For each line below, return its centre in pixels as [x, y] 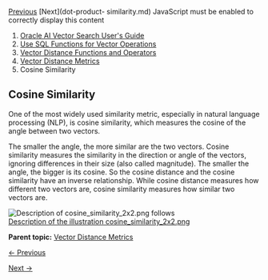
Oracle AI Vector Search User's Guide [82, 36]
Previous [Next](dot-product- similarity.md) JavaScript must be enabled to [131, 12]
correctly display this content [56, 20]
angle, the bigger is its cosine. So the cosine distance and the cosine [122, 172]
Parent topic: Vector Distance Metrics [71, 237]
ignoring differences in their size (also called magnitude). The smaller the [129, 163]
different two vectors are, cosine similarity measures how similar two [122, 189]
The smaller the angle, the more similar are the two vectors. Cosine [119, 146]
